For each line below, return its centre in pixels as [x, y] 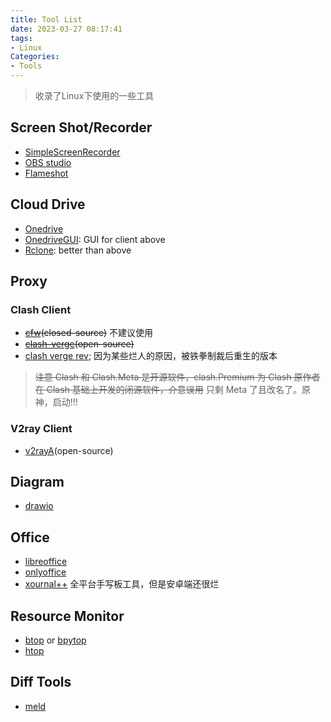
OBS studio [48, 162]
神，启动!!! [56, 402]
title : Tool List [46, 19]
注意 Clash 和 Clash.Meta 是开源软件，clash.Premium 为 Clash [163, 377]
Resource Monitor [67, 616]
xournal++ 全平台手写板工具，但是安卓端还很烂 [122, 584]
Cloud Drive [48, 204]
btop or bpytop [55, 640]
